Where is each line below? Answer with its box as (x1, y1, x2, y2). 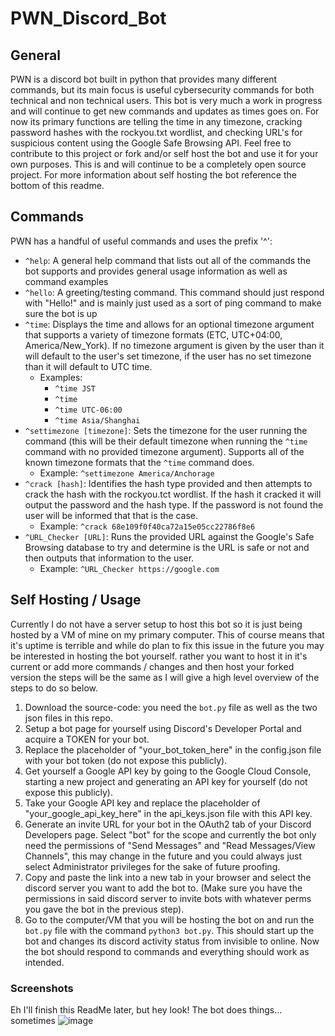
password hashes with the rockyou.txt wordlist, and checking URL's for (10, 127, 303, 138)
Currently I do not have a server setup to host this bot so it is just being (10, 618, 303, 630)
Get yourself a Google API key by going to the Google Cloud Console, (24, 765, 312, 777)
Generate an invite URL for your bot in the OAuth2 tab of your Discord (24, 818, 312, 830)
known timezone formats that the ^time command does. (24, 456, 255, 468)
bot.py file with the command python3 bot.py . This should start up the (24, 924, 315, 936)
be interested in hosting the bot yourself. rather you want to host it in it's (10, 650, 308, 662)
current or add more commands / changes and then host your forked (10, 660, 295, 672)
